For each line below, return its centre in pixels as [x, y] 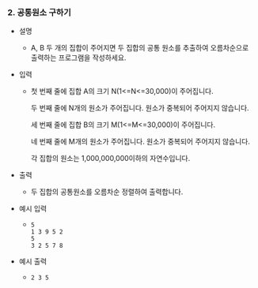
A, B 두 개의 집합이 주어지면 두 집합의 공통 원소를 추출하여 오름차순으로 [140, 48]
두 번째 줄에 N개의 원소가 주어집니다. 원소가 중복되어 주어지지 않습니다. [140, 108]
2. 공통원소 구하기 [40, 12]
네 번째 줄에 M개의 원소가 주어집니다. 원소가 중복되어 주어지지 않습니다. [140, 142]
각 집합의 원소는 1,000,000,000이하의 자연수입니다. [110, 159]
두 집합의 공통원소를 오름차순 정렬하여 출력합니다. [107, 192]
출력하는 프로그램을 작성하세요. [78, 58]
